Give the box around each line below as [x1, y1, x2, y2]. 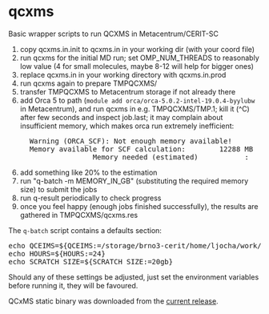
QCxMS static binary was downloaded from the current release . [8, 296, 219, 306]
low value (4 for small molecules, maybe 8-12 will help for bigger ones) [19, 61, 255, 70]
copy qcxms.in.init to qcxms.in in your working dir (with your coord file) [19, 44, 255, 54]
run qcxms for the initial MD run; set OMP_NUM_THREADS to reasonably [19, 53, 260, 62]
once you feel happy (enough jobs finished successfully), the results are [19, 201, 259, 211]
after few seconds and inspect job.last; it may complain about [19, 112, 223, 122]
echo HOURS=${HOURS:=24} [8, 249, 106, 258]
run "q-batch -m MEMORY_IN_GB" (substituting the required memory [19, 175, 249, 186]
